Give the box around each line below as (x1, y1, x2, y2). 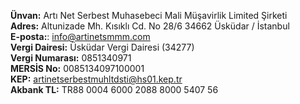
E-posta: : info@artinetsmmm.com (10, 31, 151, 42)
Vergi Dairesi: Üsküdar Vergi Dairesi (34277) (10, 41, 195, 53)
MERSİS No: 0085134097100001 (10, 63, 145, 74)
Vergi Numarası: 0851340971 (10, 52, 132, 64)
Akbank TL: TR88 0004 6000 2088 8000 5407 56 (10, 84, 219, 95)
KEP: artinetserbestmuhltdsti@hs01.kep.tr (10, 73, 183, 85)
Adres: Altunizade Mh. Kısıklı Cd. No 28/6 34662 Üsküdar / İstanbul (10, 20, 290, 32)
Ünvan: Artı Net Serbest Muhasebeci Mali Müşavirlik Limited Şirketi (10, 10, 288, 21)
